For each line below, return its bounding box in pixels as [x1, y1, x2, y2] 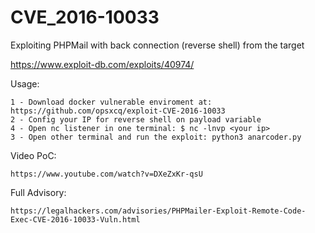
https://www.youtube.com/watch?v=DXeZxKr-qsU [10, 169, 203, 179]
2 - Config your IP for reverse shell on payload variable [10, 114, 262, 125]
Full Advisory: [10, 186, 67, 198]
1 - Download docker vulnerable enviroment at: [10, 97, 213, 107]
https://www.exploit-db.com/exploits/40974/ [10, 58, 195, 70]
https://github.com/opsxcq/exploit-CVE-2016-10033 [10, 106, 226, 116]
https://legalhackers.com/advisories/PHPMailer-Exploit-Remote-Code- [10, 206, 307, 216]
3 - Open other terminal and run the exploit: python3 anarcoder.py [10, 132, 302, 142]
